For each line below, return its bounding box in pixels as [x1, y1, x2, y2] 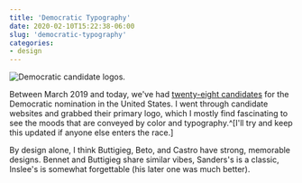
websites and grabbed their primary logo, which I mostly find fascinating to [9, 108, 288, 119]
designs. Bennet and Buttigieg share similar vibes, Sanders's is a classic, [9, 154, 279, 165]
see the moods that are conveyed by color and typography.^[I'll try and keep [9, 118, 293, 129]
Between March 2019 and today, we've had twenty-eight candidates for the [9, 89, 289, 100]
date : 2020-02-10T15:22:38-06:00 [9, 22, 135, 31]
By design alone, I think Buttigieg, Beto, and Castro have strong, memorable [9, 145, 291, 156]
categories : [9, 38, 54, 48]
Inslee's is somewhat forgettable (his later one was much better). [9, 164, 251, 175]
